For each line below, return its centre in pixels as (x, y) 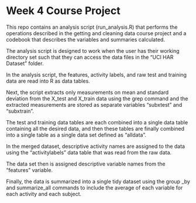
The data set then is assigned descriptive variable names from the (86, 164)
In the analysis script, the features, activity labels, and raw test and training (97, 75)
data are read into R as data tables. (48, 81)
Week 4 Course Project (63, 11)
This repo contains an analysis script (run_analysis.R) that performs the (92, 27)
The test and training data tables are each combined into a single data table (97, 122)
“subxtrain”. (20, 111)
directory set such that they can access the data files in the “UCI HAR (90, 57)
